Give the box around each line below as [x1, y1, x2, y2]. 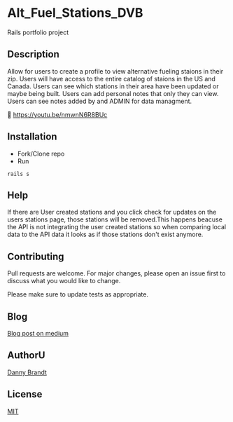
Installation [7, 131, 57, 143]
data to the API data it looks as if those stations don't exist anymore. [7, 230, 204, 239]
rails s [7, 170, 30, 177]
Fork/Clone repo [17, 149, 65, 158]
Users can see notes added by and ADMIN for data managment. [7, 97, 192, 105]
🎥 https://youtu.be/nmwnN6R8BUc [7, 110, 108, 118]
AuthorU [7, 349, 45, 362]
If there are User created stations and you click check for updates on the [7, 208, 217, 217]
